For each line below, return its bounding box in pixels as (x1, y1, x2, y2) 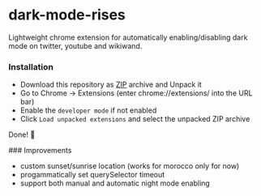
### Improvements (8, 146, 72, 156)
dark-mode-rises (8, 6, 126, 24)
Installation (8, 61, 54, 72)
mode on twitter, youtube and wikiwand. (8, 40, 143, 50)
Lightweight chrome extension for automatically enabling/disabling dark (8, 32, 248, 42)
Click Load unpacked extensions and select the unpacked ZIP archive (19, 114, 250, 124)
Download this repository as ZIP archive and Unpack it (19, 79, 203, 90)
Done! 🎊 (8, 130, 36, 139)
